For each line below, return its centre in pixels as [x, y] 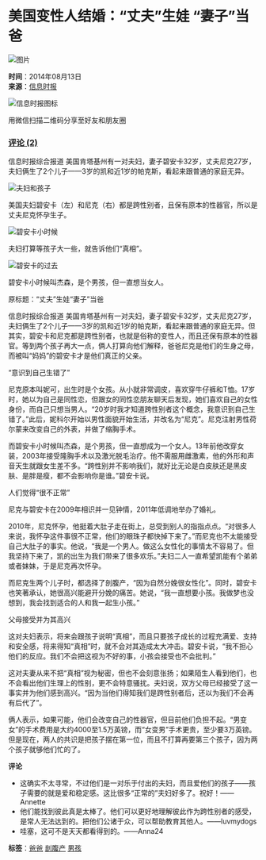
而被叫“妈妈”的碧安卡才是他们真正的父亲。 [77, 356]
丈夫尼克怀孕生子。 [40, 215]
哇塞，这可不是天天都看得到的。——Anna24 [91, 831]
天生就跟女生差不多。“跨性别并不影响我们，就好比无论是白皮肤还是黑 [127, 466]
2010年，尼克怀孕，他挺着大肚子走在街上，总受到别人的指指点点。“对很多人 [132, 526]
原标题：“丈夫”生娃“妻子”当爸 [56, 299]
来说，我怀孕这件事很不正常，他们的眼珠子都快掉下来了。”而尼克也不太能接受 [133, 536]
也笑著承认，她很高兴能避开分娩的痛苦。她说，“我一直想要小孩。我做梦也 [128, 593]
